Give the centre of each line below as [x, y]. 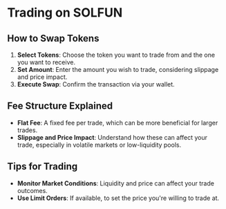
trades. [27, 130]
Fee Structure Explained [60, 106]
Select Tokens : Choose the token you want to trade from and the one [116, 55]
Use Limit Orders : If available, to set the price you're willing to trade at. [118, 198]
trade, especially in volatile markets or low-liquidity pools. [99, 145]
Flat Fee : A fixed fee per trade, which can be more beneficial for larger [117, 122]
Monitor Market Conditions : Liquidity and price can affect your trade [115, 183]
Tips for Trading [43, 166]
